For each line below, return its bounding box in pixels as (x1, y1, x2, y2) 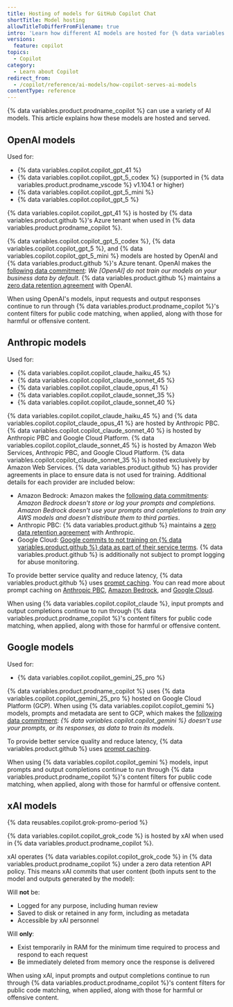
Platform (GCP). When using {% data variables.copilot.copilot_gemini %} (7, 701, 215, 709)
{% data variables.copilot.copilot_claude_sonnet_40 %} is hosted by (7, 426, 202, 434)
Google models (7, 642, 74, 653)
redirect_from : (7, 74, 51, 82)
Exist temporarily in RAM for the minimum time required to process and (17, 943, 221, 952)
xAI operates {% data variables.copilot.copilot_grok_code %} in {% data (7, 852, 213, 861)
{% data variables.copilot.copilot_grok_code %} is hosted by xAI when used (7, 832, 224, 840)
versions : (7, 36, 36, 43)
